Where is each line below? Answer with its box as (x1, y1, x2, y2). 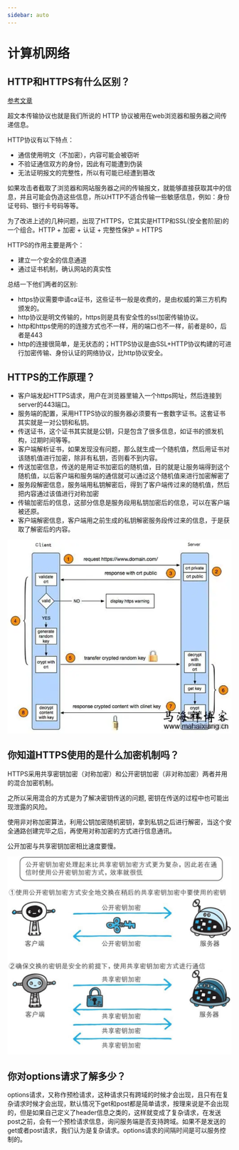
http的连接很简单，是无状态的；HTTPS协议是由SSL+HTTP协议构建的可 (17, 339, 225, 348)
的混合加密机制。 (7, 778, 58, 787)
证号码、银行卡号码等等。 (7, 201, 83, 210)
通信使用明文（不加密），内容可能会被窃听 (17, 150, 140, 159)
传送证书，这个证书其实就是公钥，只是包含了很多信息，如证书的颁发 (17, 427, 218, 436)
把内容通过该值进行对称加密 (17, 489, 100, 498)
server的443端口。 (17, 400, 74, 409)
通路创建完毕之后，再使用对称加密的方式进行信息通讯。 (13, 826, 176, 835)
